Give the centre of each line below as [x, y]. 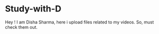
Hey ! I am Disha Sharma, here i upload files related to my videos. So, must [79, 22]
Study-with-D [33, 9]
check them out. [21, 27]
